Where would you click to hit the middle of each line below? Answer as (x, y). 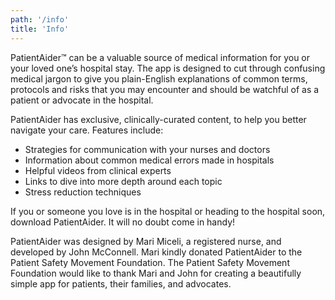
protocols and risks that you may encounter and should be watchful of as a (165, 89)
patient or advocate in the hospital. (82, 100)
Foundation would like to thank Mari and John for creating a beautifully (156, 273)
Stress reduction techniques (83, 192)
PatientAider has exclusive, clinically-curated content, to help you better (158, 119)
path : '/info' (40, 19)
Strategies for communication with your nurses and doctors (147, 149)
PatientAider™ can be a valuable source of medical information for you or (160, 57)
